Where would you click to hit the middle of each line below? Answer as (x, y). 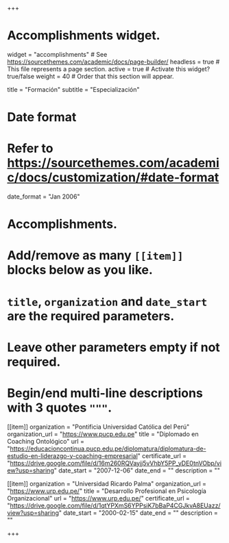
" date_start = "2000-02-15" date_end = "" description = (138, 513)
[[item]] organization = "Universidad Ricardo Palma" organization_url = (107, 483)
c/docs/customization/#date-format (113, 178)
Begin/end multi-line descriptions (105, 393)
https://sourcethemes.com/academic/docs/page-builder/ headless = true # (113, 62)
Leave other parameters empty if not (114, 347)
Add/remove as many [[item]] (95, 256)
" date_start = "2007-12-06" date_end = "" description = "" (137, 470)
